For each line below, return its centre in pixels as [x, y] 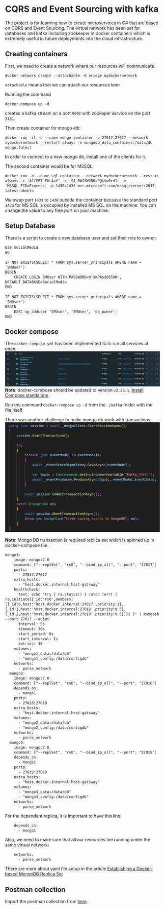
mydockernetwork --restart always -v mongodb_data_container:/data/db [79, 142]
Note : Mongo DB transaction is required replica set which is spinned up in [80, 540]
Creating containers [36, 54]
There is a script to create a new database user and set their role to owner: [81, 237]
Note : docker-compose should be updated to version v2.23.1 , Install [74, 390]
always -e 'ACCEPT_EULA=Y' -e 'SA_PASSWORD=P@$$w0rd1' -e [66, 181]
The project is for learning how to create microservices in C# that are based [82, 23]
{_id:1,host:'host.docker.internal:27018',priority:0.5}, [66, 609]
